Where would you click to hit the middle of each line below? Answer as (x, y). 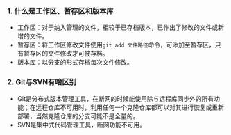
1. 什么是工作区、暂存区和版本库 (60, 10)
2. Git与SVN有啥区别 (42, 82)
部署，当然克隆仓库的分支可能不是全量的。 (78, 116)
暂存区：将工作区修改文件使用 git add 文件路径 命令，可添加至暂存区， (116, 45)
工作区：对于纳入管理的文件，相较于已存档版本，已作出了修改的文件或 (118, 27)
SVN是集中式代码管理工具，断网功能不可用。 (81, 125)
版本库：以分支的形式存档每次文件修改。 (75, 62)
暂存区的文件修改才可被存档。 (66, 54)
